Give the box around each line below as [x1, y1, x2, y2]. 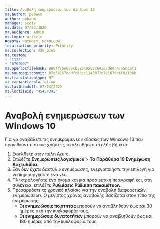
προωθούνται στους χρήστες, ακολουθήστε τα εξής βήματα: [5, 142, 129, 147]
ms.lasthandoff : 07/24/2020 [5, 84, 62, 89]
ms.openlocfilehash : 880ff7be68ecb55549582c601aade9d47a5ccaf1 [5, 66, 137, 71]
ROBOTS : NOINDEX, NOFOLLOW [5, 39, 60, 44]
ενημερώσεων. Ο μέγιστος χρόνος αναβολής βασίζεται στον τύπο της [12, 192, 155, 198]
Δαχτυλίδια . [12, 162, 39, 167]
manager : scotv [5, 21, 36, 26]
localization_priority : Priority [5, 43, 73, 48]
